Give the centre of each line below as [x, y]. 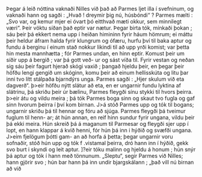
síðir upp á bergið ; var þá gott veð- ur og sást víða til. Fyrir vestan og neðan [100, 60]
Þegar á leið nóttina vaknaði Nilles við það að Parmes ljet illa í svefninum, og [100, 9]
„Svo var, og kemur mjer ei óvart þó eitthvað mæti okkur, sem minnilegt [94, 21]
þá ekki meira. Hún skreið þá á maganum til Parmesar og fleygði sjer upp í [97, 124]
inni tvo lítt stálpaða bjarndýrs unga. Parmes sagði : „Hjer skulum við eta [95, 79]
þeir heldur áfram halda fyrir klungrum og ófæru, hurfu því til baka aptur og [99, 41]
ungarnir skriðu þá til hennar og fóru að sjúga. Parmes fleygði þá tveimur [96, 111]
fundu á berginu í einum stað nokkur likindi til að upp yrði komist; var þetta [98, 47]
